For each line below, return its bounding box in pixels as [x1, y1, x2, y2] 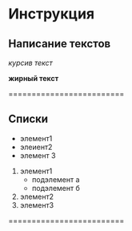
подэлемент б [31, 183, 80, 192]
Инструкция [8, 5, 94, 23]
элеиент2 [19, 142, 53, 152]
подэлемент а [31, 174, 80, 184]
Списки [8, 112, 49, 126]
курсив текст [8, 58, 54, 67]
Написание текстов [8, 37, 111, 51]
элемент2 [19, 192, 54, 201]
